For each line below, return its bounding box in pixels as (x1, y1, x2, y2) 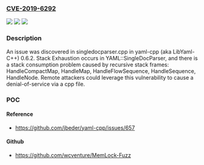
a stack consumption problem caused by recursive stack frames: (6, 61, 169, 68)
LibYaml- (172, 47, 195, 55)
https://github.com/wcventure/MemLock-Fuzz (15, 151, 132, 159)
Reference (6, 111, 33, 118)
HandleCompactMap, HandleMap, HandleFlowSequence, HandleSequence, (6, 67, 196, 74)
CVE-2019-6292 (6, 4, 57, 13)
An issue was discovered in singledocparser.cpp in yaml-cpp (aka (6, 47, 172, 55)
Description (6, 34, 42, 43)
